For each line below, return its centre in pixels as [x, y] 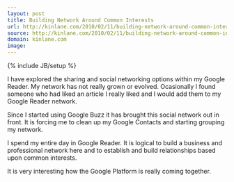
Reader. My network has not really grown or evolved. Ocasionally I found [111, 86]
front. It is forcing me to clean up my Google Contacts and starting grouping [116, 122]
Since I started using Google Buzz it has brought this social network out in [113, 115]
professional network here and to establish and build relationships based [111, 150]
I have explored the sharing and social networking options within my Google [116, 79]
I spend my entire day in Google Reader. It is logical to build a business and [115, 143]
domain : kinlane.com [37, 40]
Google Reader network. [42, 101]
